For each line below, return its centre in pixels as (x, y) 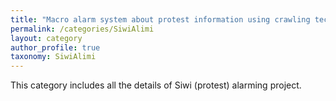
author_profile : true (55, 47)
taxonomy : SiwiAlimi (53, 57)
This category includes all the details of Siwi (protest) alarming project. (156, 85)
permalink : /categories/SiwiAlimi (82, 29)
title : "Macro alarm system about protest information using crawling (160, 19)
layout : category (46, 38)
